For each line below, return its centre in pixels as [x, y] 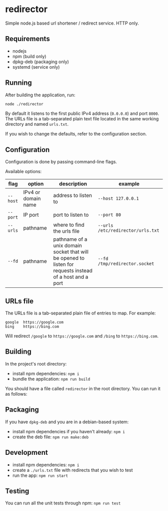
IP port [31, 215]
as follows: [16, 394]
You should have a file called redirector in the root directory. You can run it [83, 388]
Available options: [23, 172]
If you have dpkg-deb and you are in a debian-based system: [67, 422]
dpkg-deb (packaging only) [40, 62]
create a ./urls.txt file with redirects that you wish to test [72, 470]
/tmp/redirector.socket [126, 264]
